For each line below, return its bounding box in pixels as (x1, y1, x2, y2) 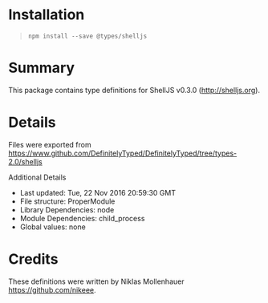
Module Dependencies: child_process (19, 213, 145, 223)
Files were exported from (8, 139, 91, 149)
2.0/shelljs (8, 156, 43, 166)
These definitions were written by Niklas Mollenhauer (8, 277, 185, 286)
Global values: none (19, 222, 86, 232)
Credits (8, 250, 59, 268)
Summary (8, 59, 75, 77)
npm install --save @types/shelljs (27, 32, 148, 40)
